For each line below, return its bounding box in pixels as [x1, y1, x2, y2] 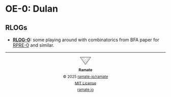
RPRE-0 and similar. [12, 42, 54, 48]
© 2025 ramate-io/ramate [63, 74, 108, 79]
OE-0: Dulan [5, 3, 59, 15]
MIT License [74, 81, 97, 86]
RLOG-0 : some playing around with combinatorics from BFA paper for [12, 37, 159, 43]
